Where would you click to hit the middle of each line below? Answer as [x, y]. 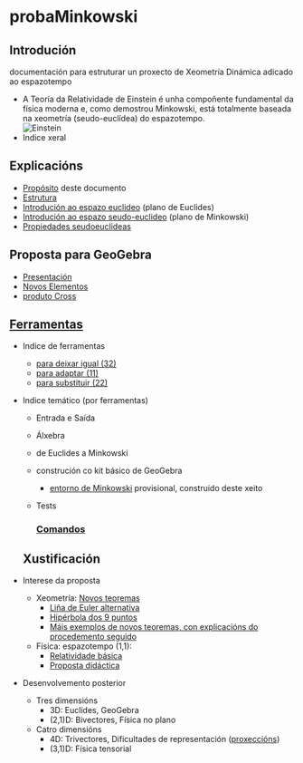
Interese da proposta [62, 581]
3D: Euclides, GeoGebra [94, 710]
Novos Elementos [55, 286]
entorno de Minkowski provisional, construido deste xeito [156, 488]
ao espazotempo [41, 82]
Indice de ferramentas [64, 346]
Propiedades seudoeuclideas [76, 226]
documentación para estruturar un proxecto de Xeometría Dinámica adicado [151, 72]
